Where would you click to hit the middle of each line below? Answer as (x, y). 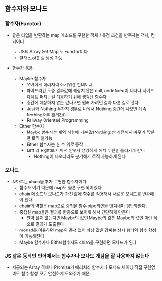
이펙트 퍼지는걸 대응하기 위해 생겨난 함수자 (66, 97)
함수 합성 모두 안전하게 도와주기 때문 (55, 274)
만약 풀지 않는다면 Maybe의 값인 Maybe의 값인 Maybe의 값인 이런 (89, 218)
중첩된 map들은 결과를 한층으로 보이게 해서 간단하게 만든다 (74, 212)
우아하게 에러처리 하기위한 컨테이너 (59, 84)
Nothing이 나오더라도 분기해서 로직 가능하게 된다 (80, 156)
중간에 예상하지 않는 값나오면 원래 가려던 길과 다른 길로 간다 (82, 102)
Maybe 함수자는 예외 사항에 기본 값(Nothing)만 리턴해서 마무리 (86, 132)
